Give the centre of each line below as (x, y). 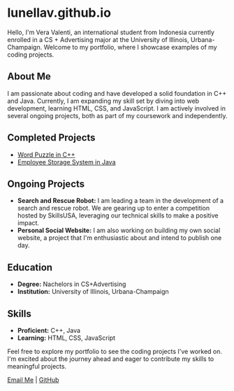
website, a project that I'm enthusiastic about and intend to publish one (119, 238)
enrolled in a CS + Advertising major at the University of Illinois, (98, 39)
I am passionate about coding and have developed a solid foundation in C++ (117, 93)
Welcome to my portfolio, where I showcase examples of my (131, 47)
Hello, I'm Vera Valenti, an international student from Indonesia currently (111, 32)
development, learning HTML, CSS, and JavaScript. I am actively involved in (116, 108)
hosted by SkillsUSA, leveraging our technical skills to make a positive (118, 215)
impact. (28, 223)
